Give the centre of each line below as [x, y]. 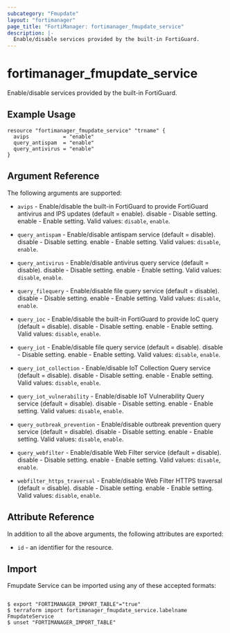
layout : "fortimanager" [42, 20]
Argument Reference [53, 176]
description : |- [30, 33]
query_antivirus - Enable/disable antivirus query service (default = [113, 262]
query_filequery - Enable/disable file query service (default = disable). [118, 291]
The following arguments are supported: [65, 193]
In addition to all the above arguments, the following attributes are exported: [115, 534]
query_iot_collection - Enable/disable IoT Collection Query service [114, 367]
